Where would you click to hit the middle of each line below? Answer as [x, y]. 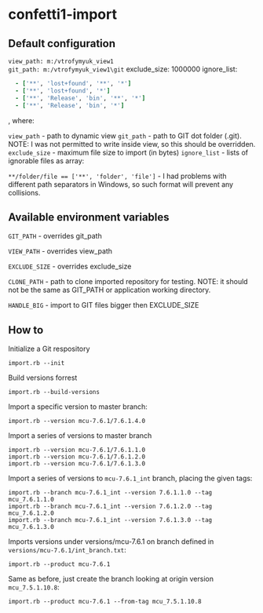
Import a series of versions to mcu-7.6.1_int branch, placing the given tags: [130, 478]
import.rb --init [37, 363]
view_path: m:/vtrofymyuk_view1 [61, 61]
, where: [22, 120]
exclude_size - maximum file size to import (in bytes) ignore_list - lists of [128, 152]
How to [26, 330]
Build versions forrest [43, 378]
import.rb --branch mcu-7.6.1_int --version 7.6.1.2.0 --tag [110, 507]
